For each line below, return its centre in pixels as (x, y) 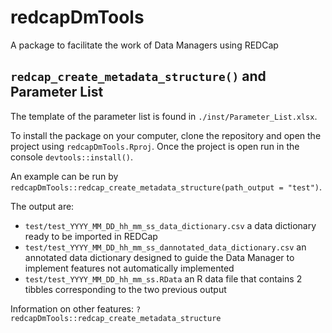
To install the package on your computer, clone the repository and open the (166, 135)
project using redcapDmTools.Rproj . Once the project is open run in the (155, 146)
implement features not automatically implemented (129, 268)
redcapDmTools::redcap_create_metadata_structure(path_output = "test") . (166, 187)
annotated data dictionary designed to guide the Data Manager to (159, 257)
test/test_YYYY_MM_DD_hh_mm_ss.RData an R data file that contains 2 (163, 278)
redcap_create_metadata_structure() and (138, 76)
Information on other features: (72, 308)
